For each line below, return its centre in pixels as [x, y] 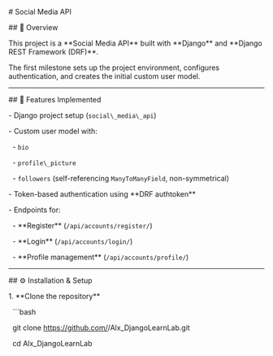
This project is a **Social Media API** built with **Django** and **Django [135, 43]
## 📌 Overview [33, 27]
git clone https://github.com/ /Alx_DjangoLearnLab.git [101, 328]
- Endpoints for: [35, 210]
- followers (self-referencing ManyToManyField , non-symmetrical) [121, 178]
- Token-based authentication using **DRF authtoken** [102, 194]
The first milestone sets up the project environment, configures [114, 67]
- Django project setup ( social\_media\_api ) [82, 115]
